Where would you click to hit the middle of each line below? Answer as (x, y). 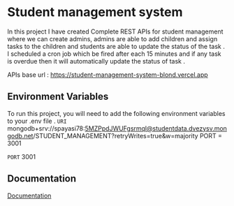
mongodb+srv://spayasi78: (46, 128)
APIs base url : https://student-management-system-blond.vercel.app (108, 75)
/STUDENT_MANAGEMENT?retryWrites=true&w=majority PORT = (127, 135)
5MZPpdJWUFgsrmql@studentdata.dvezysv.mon (156, 128)
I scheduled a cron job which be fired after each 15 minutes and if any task (114, 54)
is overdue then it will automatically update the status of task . (96, 61)
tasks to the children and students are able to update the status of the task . (116, 46)
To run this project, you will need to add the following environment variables (116, 113)
